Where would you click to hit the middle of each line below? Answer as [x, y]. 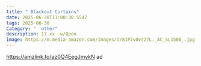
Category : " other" [32, 28]
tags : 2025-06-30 [28, 23]
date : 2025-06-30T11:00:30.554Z [47, 17]
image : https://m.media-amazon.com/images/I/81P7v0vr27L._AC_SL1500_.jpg [101, 40]
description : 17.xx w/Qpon [42, 34]
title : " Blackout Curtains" [43, 12]
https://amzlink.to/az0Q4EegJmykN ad [54, 57]
